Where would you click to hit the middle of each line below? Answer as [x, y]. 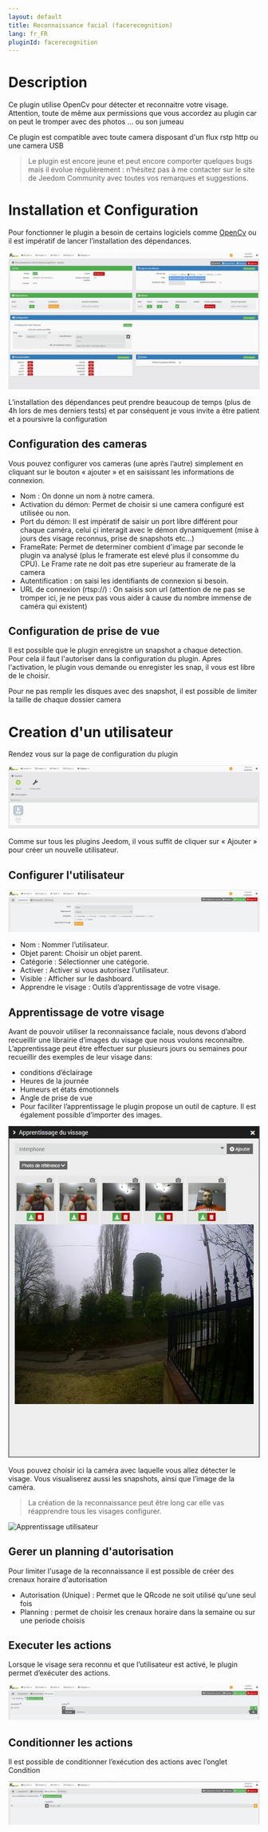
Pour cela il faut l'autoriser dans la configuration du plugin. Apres [115, 659]
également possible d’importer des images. [91, 1115]
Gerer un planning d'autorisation [91, 1552]
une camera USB [36, 146]
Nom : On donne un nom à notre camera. [87, 496]
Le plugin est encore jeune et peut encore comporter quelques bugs [140, 161]
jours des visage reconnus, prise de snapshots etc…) [107, 538]
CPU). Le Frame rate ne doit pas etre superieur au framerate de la [128, 564]
